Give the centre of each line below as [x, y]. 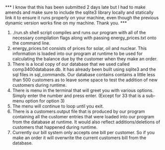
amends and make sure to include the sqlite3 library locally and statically [79, 12]
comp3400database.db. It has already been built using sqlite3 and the [84, 69]
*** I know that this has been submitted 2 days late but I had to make [75, 7]
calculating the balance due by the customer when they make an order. [85, 59]
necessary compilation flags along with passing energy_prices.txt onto [84, 38]
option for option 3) [45, 101]
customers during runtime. [39, 85]
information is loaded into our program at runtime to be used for [77, 53]
